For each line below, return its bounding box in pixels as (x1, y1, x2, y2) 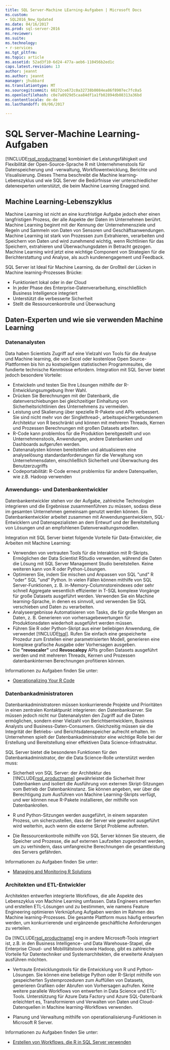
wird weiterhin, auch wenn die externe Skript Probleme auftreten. (12, 823, 149, 829)
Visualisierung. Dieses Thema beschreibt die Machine (5, 172, 118, 178)
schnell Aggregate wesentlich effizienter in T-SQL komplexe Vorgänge (12, 587, 160, 593)
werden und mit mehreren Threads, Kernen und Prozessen (12, 652, 135, 658)
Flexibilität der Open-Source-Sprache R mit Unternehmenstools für (5, 161, 146, 168)
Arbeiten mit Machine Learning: (5, 539, 71, 546)
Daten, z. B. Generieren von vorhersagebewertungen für (12, 614, 131, 620)
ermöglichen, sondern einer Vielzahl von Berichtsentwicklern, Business (5, 718, 154, 724)
